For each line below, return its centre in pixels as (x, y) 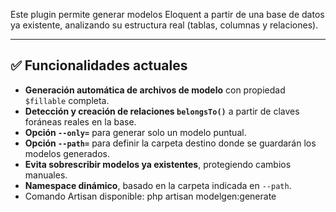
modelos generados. (67, 153)
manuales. (46, 175)
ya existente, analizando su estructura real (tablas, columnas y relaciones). (164, 25)
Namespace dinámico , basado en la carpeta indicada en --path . (158, 185)
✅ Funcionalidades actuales (99, 65)
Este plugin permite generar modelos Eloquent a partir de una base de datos (167, 14)
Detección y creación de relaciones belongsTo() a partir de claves (162, 111)
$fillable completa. (67, 100)
